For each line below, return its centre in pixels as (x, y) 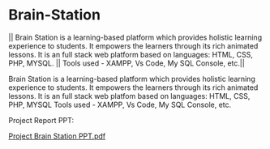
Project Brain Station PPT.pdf (57, 136)
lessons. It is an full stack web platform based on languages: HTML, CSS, (131, 54)
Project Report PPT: (41, 120)
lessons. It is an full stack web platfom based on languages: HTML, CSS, (129, 96)
